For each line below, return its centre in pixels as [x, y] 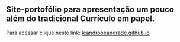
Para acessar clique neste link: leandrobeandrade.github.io [78, 33]
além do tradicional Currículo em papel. [81, 19]
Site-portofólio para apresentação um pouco [90, 10]
